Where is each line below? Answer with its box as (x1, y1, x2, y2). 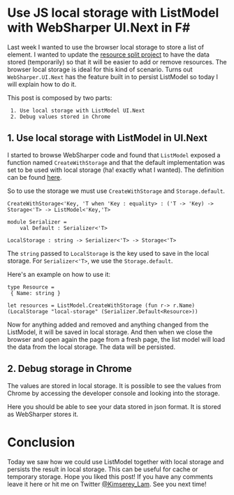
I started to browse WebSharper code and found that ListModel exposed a (7, 150, 221, 159)
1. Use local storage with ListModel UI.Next (10, 107, 145, 114)
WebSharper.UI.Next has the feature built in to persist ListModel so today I (7, 72, 219, 81)
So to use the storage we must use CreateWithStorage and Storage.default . (7, 187, 226, 195)
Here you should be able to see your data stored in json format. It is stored (7, 402, 221, 410)
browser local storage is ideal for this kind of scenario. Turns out (7, 65, 193, 73)
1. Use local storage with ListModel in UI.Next (7, 132, 207, 144)
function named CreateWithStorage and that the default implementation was (7, 158, 226, 166)
